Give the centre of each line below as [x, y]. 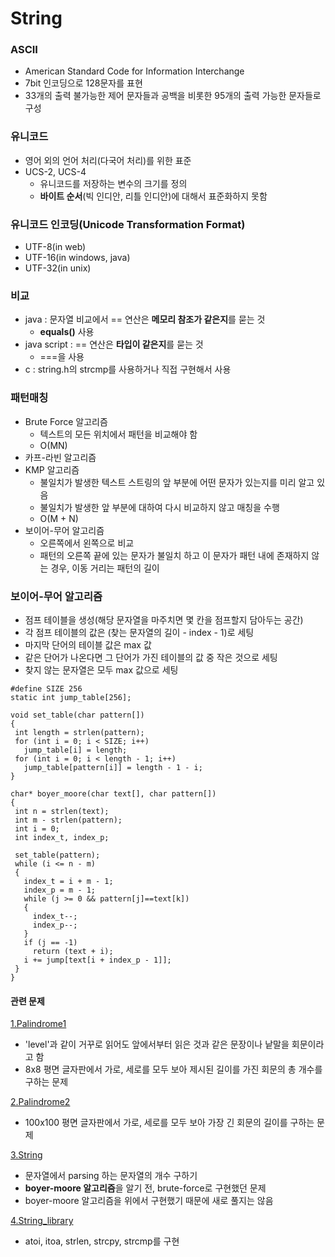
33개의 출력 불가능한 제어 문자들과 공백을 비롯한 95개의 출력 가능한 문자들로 [173, 96]
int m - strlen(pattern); [68, 820]
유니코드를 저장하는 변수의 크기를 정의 [113, 183]
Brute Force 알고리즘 [66, 421]
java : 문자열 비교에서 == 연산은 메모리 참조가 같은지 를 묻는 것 [145, 319]
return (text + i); [73, 951]
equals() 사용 [67, 332]
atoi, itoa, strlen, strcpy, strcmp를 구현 [102, 1241]
